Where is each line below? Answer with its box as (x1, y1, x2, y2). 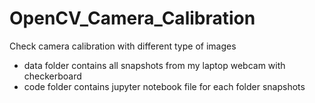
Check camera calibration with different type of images (9, 40, 237, 52)
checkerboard (23, 70, 82, 82)
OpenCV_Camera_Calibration (9, 7, 256, 30)
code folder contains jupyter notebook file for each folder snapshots (23, 80, 306, 92)
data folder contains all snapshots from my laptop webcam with (23, 59, 286, 71)
